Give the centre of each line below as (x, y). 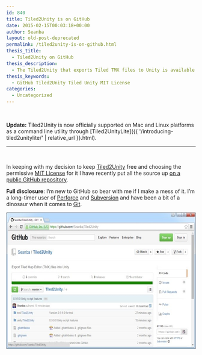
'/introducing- (156, 131)
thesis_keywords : (28, 76)
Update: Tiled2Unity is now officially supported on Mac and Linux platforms (100, 125)
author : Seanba (25, 32)
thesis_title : (24, 51)
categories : (21, 89)
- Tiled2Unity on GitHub (43, 57)
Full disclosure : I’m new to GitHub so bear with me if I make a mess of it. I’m (101, 191)
